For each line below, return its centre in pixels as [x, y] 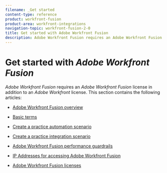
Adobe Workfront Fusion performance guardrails [62, 146]
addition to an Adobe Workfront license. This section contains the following [83, 92]
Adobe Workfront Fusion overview [48, 107]
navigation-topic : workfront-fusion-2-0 [48, 28]
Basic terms [25, 117]
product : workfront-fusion [33, 19]
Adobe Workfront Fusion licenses [47, 165]
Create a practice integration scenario [51, 136]
